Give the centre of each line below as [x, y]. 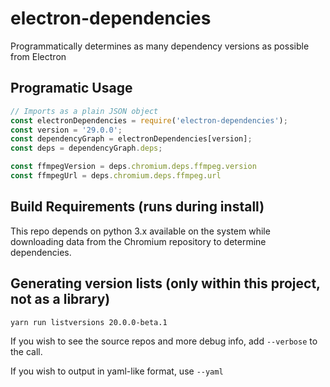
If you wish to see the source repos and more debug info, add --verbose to [164, 341]
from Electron [38, 56]
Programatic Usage [71, 88]
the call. [26, 351]
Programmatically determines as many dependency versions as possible [160, 46]
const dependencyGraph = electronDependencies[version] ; [131, 139]
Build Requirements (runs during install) [137, 207]
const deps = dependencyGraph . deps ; [86, 148]
